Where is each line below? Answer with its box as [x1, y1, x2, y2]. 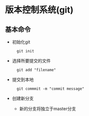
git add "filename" [17, 67, 56, 72]
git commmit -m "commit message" [17, 86, 85, 91]
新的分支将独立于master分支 [19, 106, 76, 112]
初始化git [12, 39, 31, 45]
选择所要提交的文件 [12, 58, 51, 64]
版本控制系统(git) [5, 4, 74, 16]
